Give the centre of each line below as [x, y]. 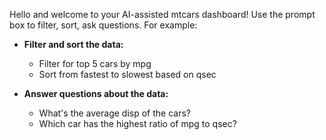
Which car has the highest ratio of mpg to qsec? [137, 123]
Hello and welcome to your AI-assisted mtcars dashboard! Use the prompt [162, 14]
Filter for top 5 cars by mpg [95, 63]
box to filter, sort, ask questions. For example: [103, 25]
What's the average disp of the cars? [114, 113]
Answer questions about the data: [96, 93]
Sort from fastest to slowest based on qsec [127, 74]
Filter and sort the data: [73, 44]
